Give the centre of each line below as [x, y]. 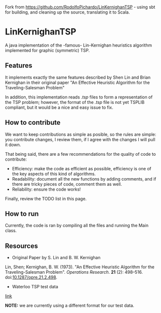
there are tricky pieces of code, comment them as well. [67, 184]
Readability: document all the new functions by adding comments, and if [84, 179]
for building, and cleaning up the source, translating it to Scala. [67, 12]
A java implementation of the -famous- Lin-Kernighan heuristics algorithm [79, 45]
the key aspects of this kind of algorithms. [54, 174]
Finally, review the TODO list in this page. [46, 198]
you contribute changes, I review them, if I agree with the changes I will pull [80, 139]
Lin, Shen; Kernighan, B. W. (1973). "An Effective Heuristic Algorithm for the [80, 267]
